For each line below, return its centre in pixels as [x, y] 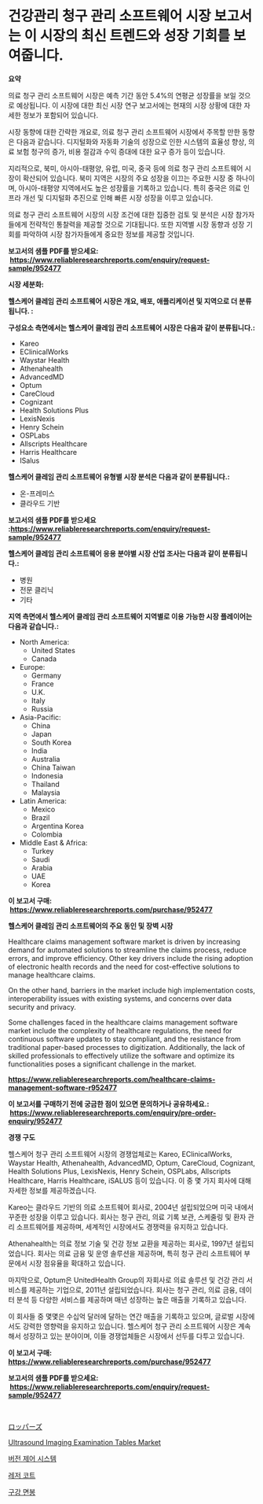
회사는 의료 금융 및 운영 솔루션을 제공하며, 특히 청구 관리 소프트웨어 [140, 1253]
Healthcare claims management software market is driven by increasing [124, 941]
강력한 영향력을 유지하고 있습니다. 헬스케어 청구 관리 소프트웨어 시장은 [130, 1326]
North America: [44, 641]
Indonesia [47, 775]
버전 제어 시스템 [33, 1458]
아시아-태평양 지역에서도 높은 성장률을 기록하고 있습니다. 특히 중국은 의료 [130, 188]
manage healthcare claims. [52, 975]
